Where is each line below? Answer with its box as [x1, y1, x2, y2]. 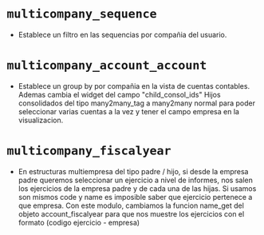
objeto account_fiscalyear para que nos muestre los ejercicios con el [18, 209, 245, 218]
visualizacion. [18, 115, 64, 125]
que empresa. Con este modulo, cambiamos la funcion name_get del [18, 201, 244, 210]
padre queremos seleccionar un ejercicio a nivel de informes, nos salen [18, 175, 254, 185]
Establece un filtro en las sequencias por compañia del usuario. [18, 30, 227, 39]
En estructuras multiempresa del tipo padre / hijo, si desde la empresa [18, 166, 249, 176]
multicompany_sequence [6, 6, 157, 22]
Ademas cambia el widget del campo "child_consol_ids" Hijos [18, 90, 221, 99]
